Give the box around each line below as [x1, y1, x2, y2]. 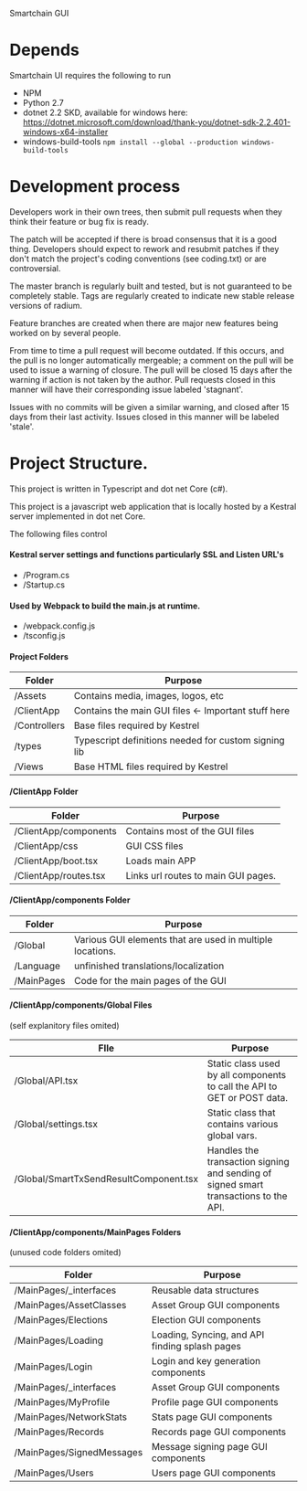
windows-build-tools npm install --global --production [22, 136, 238, 147]
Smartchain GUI [9, 8, 69, 18]
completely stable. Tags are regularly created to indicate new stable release [9, 290, 295, 301]
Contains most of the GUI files [125, 824, 255, 837]
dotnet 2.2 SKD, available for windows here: [22, 107, 188, 118]
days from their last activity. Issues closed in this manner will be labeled [9, 411, 280, 422]
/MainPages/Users [14, 1466, 94, 1479]
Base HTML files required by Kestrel [73, 760, 228, 773]
